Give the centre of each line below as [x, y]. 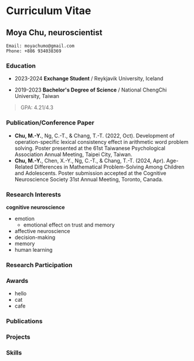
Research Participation [39, 265]
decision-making [35, 237]
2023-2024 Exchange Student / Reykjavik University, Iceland [89, 79]
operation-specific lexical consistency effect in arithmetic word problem [101, 141]
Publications [24, 321]
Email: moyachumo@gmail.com [40, 46]
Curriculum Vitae [49, 11]
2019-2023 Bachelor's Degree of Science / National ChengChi [91, 90]
